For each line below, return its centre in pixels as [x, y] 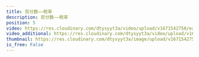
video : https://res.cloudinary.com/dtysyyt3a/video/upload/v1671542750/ [98, 28]
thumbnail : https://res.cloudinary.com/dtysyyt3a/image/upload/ [87, 39]
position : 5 [21, 23]
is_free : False [25, 45]
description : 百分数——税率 [37, 17]
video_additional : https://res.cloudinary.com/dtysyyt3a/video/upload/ [96, 34]
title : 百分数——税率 [29, 12]
